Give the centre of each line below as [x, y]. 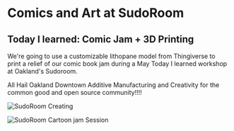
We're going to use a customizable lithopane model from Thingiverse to [111, 56]
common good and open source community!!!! [75, 92]
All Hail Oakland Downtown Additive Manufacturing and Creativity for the [113, 85]
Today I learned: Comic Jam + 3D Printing [101, 39]
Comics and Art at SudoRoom [96, 13]
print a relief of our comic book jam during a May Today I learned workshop [117, 64]
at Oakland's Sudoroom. [42, 71]
